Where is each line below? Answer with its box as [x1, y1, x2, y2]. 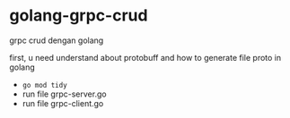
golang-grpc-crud [9, 5, 148, 26]
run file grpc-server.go [22, 88, 107, 99]
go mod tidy [22, 80, 67, 89]
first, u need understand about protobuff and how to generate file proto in [9, 52, 282, 63]
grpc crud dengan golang [9, 35, 104, 46]
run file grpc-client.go [22, 97, 104, 108]
